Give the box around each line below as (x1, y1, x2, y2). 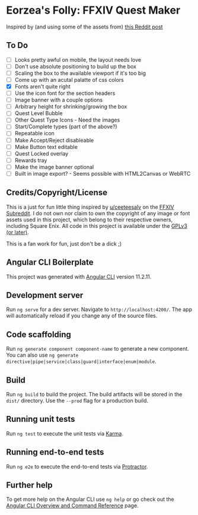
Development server (6, 290, 84, 300)
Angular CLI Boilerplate (6, 257, 94, 268)
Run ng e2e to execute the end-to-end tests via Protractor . (6, 463, 148, 470)
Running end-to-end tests (6, 447, 104, 457)
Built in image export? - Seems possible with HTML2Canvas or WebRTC (14, 170, 191, 177)
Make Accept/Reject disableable (14, 136, 94, 144)
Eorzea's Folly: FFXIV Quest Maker (6, 4, 181, 17)
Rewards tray (14, 157, 47, 164)
